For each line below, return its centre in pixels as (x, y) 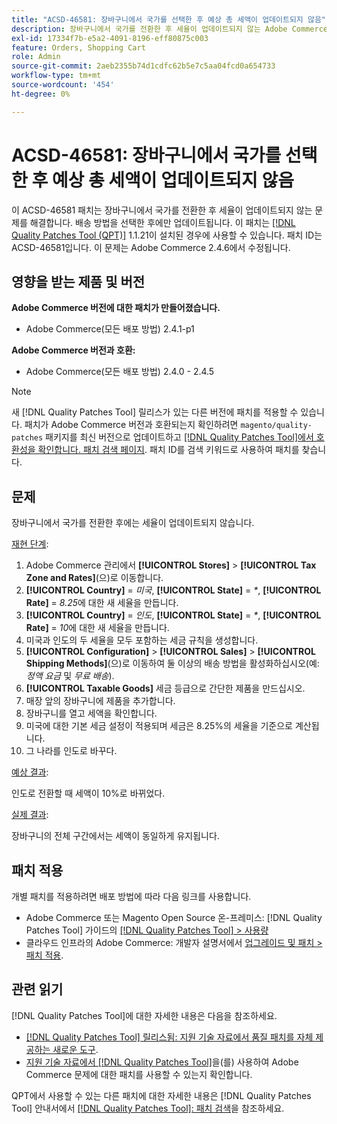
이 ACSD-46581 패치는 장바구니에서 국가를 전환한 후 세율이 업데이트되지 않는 (162, 210)
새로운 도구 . (75, 1049)
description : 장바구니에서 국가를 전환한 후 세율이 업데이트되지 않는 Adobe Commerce (169, 29)
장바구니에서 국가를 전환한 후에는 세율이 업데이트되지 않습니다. (133, 523)
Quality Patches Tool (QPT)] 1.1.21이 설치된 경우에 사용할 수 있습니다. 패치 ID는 (167, 235)
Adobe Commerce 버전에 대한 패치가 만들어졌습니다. (116, 308)
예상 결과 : (30, 772)
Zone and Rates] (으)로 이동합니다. (94, 578)
